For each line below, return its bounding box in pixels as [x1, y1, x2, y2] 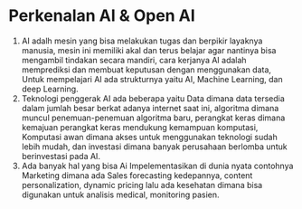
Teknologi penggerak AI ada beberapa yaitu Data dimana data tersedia [21, 92, 286, 104]
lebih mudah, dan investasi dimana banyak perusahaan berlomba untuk [21, 141, 288, 152]
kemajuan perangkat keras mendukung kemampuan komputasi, [21, 121, 259, 132]
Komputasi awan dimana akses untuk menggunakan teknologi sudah [21, 131, 278, 142]
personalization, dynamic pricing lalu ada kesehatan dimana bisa [21, 179, 263, 190]
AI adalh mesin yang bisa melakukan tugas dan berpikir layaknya [21, 35, 263, 46]
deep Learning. [21, 83, 79, 94]
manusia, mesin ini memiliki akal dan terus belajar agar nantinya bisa [21, 44, 277, 55]
